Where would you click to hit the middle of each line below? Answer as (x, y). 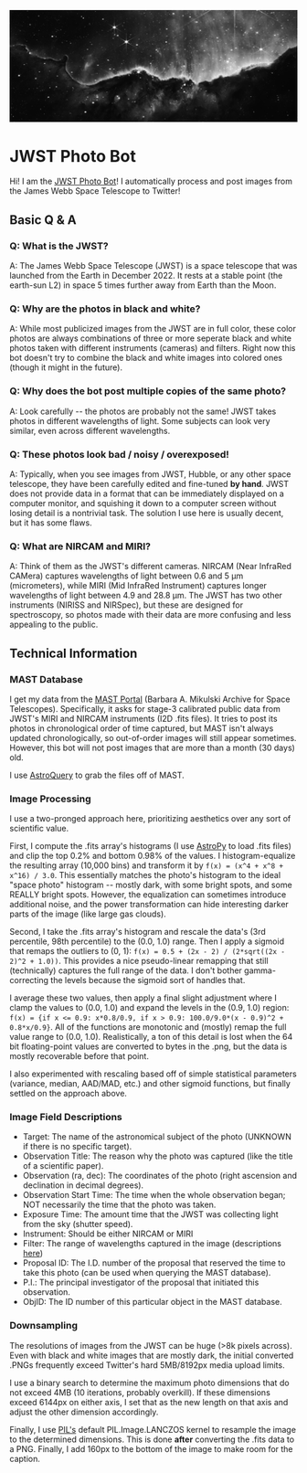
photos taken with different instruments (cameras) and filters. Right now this (153, 348)
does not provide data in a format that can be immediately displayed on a (147, 493)
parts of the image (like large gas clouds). (88, 914)
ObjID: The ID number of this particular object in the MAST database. (153, 1302)
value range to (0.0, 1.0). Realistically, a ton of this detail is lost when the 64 (151, 1037)
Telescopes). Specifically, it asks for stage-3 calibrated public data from (145, 708)
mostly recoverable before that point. (79, 1056)
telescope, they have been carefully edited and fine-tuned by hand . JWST (149, 483)
